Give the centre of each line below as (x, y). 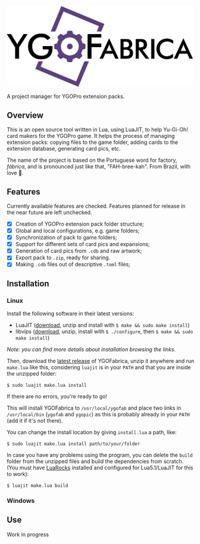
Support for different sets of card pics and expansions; (83, 244)
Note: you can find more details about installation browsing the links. (91, 349)
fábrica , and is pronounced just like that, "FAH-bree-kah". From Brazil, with (99, 167)
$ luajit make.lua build (37, 486)
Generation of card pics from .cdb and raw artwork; (79, 251)
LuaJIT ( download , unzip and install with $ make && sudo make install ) (102, 325)
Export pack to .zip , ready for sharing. (63, 258)
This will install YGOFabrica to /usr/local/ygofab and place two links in (94, 408)
